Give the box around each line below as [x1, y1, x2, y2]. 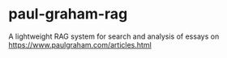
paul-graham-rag [8, 5, 128, 23]
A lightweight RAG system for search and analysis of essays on [8, 31, 220, 41]
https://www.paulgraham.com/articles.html [8, 39, 152, 49]
